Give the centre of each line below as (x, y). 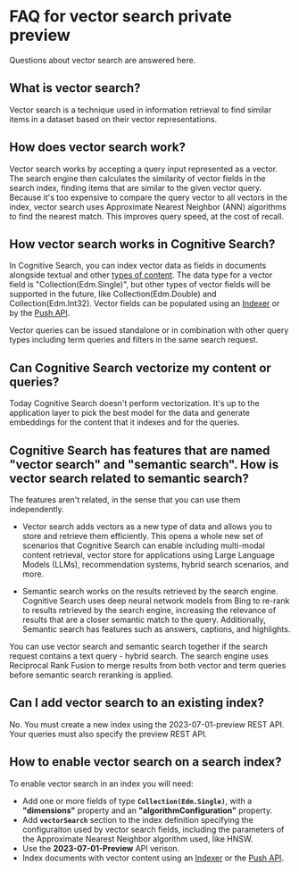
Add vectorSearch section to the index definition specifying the (138, 819)
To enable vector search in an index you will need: (101, 784)
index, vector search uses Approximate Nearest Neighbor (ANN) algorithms (148, 206)
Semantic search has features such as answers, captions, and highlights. (156, 629)
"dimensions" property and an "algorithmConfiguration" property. (147, 810)
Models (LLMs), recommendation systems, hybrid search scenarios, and (155, 565)
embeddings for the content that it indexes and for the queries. (125, 422)
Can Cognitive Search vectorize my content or (141, 368)
